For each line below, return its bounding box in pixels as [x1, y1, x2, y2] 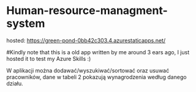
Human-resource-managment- [6, 4, 168, 18]
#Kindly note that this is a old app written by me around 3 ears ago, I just [6, 48, 190, 55]
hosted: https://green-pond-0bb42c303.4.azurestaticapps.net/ [6, 37, 166, 44]
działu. [6, 80, 23, 87]
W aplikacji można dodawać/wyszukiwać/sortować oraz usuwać [6, 66, 170, 74]
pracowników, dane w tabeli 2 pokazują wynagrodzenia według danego [6, 73, 187, 80]
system [6, 16, 45, 30]
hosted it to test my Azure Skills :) [6, 55, 91, 62]
